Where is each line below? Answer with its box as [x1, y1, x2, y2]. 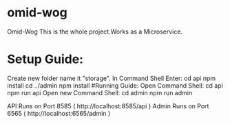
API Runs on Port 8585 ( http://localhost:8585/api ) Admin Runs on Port [7, 101, 209, 110]
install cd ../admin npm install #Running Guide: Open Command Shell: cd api [7, 81, 224, 90]
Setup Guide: [7, 51, 84, 67]
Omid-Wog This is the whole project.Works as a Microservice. [7, 27, 183, 36]
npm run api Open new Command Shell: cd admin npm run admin [7, 88, 193, 97]
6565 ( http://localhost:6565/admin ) [7, 109, 111, 117]
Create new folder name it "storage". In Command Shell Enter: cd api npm [7, 74, 216, 82]
